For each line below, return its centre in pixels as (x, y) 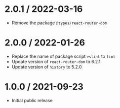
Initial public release (32, 100)
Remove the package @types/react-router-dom (59, 23)
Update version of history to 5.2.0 (47, 67)
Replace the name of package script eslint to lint (63, 56)
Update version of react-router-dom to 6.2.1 (56, 61)
